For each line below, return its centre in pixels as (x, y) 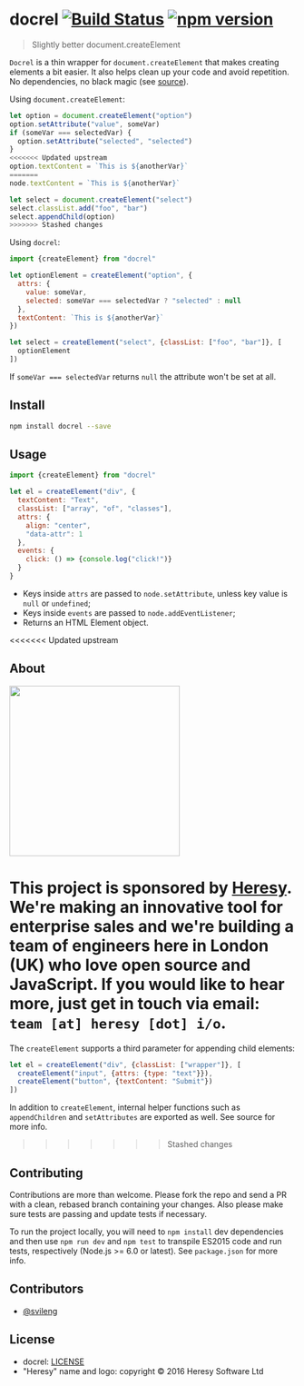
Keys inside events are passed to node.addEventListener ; (129, 612)
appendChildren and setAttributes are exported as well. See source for (142, 1117)
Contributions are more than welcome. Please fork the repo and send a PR (148, 1195)
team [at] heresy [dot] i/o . (118, 1023)
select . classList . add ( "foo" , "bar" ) (78, 208)
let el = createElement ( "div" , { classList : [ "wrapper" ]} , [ (126, 1064)
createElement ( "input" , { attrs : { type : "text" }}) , (115, 1073)
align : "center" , (59, 525)
